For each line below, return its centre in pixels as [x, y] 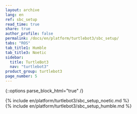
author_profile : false [29, 34]
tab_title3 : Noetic [26, 52]
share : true [18, 29]
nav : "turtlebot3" [29, 67]
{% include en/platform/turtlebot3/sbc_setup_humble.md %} [68, 106]
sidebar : [14, 57]
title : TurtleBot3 [29, 62]
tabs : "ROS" [18, 43]
